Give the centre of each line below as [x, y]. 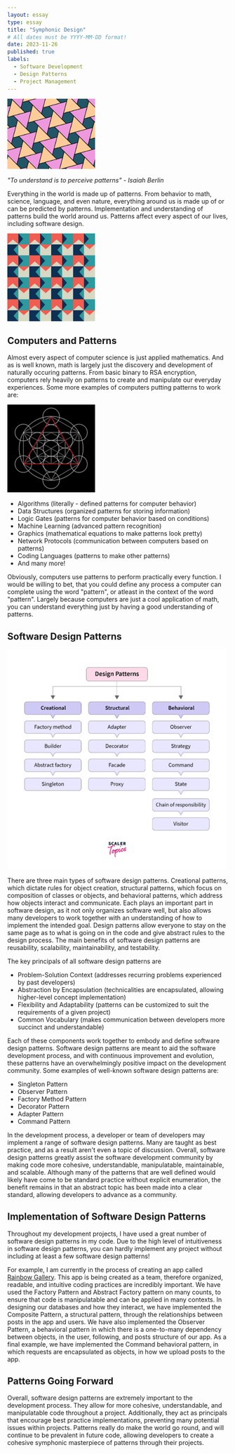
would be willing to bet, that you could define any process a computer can [115, 584]
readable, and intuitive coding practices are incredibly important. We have [114, 1284]
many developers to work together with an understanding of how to [105, 918]
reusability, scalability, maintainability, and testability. [83, 947]
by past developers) [46, 982]
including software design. [46, 223]
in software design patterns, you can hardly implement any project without [115, 1248]
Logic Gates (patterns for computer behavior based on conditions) [113, 519]
